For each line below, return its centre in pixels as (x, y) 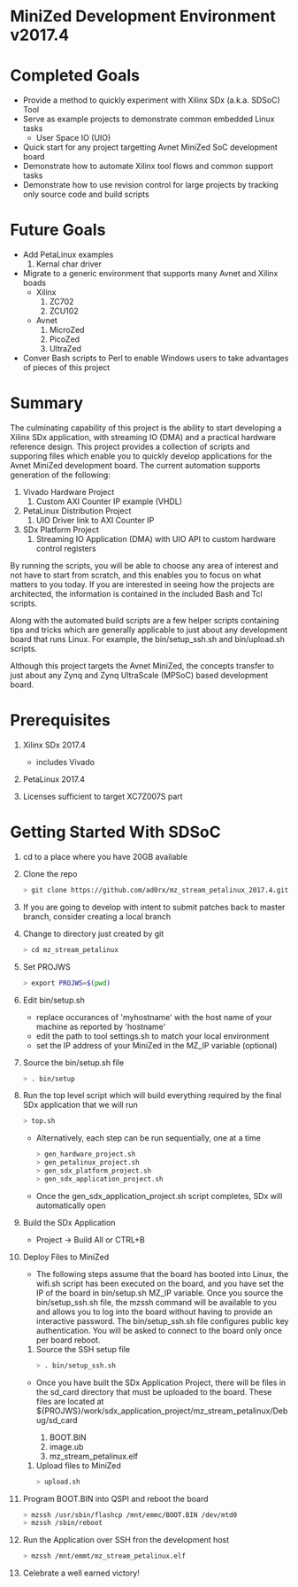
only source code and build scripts (86, 194)
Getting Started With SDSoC (115, 832)
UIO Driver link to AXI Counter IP (95, 520)
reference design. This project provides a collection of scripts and (130, 446)
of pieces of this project (66, 368)
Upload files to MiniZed (79, 1465)
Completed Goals (75, 76)
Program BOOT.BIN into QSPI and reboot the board (115, 1498)
